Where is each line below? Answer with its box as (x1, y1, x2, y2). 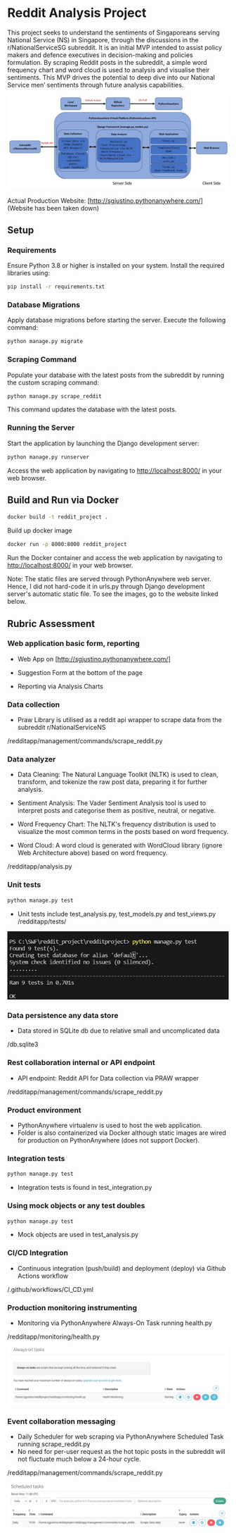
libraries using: (7, 269, 51, 278)
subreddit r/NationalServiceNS (17, 723, 107, 732)
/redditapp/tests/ (17, 917, 67, 926)
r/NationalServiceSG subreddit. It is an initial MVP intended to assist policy (7, 43, 223, 51)
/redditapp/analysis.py (7, 862, 72, 871)
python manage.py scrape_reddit (7, 392, 102, 399)
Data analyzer (7, 754, 56, 764)
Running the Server (7, 423, 75, 433)
